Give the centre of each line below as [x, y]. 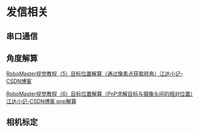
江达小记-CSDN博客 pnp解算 [41, 102]
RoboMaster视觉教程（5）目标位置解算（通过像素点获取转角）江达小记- [95, 74]
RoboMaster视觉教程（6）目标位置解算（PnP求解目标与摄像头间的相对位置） [99, 94]
